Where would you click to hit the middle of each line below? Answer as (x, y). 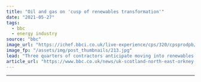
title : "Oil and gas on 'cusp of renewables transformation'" (85, 12)
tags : (13, 23)
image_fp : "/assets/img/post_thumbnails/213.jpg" (69, 51)
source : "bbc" (24, 39)
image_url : (20, 45)
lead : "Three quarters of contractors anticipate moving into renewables (100, 56)
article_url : (22, 61)
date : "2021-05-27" (31, 17)
